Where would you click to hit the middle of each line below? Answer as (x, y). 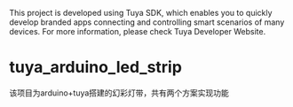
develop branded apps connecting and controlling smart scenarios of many (147, 22)
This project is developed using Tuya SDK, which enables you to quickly (141, 13)
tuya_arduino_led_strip (95, 68)
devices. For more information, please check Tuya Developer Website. (138, 31)
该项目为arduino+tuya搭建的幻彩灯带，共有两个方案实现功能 (119, 93)
